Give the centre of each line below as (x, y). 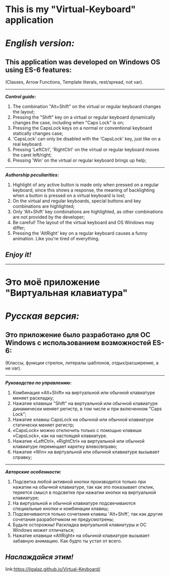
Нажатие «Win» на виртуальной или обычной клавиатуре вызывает (86, 452)
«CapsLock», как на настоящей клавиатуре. (60, 436)
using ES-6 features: (38, 70)
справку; (22, 457)
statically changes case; (38, 133)
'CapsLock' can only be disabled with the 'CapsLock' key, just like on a (87, 139)
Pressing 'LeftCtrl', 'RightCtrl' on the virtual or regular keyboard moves (86, 150)
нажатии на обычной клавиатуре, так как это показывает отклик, (83, 487)
